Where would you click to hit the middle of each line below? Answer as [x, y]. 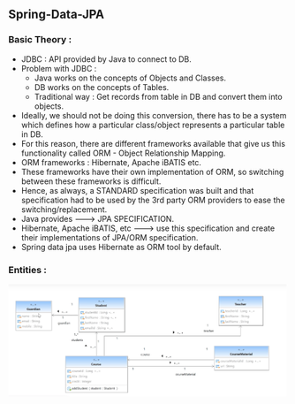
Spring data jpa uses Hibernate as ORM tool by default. [121, 247]
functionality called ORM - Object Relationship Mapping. [123, 153]
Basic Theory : [40, 40]
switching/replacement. [64, 209]
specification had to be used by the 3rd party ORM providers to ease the [153, 200]
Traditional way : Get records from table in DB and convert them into [159, 96]
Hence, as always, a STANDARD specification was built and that [137, 190]
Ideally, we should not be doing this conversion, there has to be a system [154, 115]
